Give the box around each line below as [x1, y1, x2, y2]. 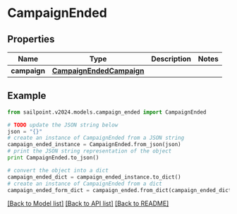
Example [7, 90, 47, 102]
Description [151, 54, 192, 64]
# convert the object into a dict [7, 167, 109, 174]
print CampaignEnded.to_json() [7, 154, 99, 162]
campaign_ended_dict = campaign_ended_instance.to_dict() [7, 173, 181, 181]
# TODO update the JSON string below [7, 121, 119, 129]
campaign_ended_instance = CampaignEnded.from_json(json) [7, 141, 181, 148]
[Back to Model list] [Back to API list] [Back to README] [7, 199, 169, 208]
